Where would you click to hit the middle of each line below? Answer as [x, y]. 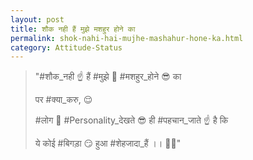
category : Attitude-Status [66, 47]
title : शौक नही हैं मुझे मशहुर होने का [73, 29]
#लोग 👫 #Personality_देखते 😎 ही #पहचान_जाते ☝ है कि [131, 120]
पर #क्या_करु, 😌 [63, 100]
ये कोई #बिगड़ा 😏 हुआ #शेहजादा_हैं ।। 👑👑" [108, 143]
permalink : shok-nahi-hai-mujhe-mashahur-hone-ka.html [127, 38]
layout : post [37, 19]
